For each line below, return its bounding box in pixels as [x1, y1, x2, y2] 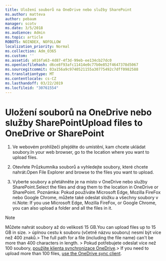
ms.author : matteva [5, 12, 46, 17]
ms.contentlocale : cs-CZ [5, 76, 56, 81]
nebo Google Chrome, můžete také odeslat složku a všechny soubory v [12, 195, 159, 201]
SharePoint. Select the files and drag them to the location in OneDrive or [12, 184, 159, 190]
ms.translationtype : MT [5, 72, 55, 77]
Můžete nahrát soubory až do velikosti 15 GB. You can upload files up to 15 [5, 224, 156, 230]
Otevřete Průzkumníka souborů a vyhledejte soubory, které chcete [12, 164, 148, 170]
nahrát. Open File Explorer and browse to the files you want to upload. [12, 169, 154, 175]
